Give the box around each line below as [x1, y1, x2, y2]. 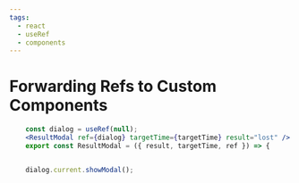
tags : [9, 12, 30, 22]
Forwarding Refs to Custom [9, 77, 218, 96]
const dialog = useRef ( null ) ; [25, 125, 139, 134]
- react [17, 21, 47, 30]
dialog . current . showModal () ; [25, 165, 134, 174]
